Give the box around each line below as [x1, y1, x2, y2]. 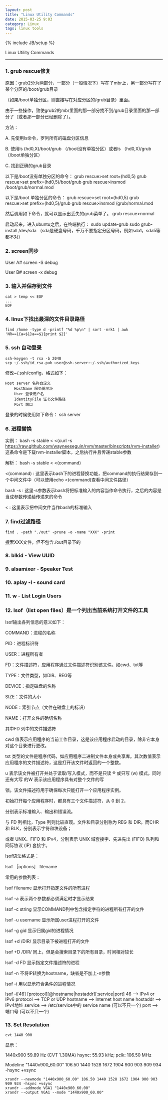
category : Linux [5, 21, 39, 27]
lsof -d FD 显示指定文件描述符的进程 [5, 960, 80, 966]
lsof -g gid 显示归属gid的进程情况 [5, 927, 74, 933]
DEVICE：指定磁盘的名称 [5, 683, 56, 689]
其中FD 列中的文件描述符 [5, 726, 56, 732]
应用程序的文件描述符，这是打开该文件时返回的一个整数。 [5, 759, 123, 765]
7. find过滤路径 [5, 518, 41, 525]
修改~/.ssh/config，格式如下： [5, 370, 68, 376]
